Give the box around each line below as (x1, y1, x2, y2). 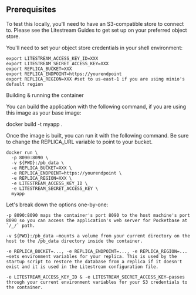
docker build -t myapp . (6, 120, 63, 128)
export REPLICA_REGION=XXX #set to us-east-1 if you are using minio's (6, 76, 185, 82)
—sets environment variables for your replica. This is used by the (6, 253, 177, 259)
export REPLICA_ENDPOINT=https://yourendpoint (6, 71, 122, 77)
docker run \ (6, 149, 38, 155)
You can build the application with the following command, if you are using (6, 103, 187, 110)
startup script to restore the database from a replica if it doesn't (6, 259, 183, 264)
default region (6, 81, 43, 87)
